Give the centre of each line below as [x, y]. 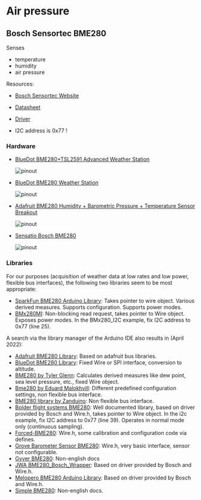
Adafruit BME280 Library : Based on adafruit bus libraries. [86, 356]
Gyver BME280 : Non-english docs [57, 458]
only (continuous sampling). [49, 427]
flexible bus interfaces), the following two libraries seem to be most [89, 283]
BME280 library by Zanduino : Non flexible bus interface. [84, 401]
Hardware [21, 146]
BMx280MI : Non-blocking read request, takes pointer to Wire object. [100, 313]
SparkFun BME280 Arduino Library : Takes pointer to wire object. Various [105, 301]
